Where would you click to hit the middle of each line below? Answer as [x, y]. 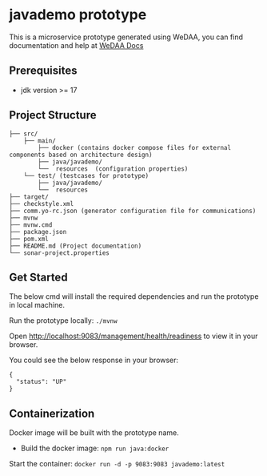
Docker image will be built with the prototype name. [94, 433]
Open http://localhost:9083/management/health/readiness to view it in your [133, 336]
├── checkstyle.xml [42, 204]
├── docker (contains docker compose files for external [134, 147]
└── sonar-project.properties [60, 253]
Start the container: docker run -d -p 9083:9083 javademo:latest [117, 464]
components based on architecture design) [81, 155]
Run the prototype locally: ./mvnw [64, 321]
